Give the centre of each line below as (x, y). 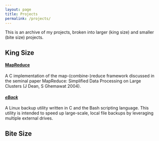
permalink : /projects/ (28, 18)
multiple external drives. (29, 118)
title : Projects (21, 14)
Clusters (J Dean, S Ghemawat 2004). (43, 86)
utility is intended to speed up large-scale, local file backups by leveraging (79, 113)
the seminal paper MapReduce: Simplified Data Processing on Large (73, 81)
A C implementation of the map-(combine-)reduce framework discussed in (80, 76)
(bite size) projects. (24, 37)
